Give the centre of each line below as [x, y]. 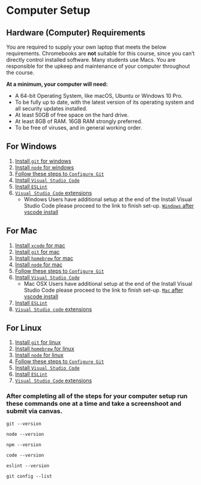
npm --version [24, 445]
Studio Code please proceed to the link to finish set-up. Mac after [103, 290]
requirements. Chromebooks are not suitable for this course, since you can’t [100, 53]
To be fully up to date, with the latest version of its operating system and [104, 102]
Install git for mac [37, 252]
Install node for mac [39, 264]
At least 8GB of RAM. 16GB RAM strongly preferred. [79, 121]
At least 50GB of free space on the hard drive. [72, 115]
